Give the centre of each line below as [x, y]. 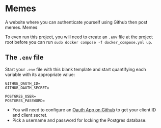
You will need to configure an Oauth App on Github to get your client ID [84, 110]
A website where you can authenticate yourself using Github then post [76, 22]
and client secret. [30, 115]
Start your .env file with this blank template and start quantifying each [76, 69]
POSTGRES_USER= [21, 96]
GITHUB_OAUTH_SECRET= [27, 88]
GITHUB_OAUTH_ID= [23, 83]
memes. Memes [21, 27]
